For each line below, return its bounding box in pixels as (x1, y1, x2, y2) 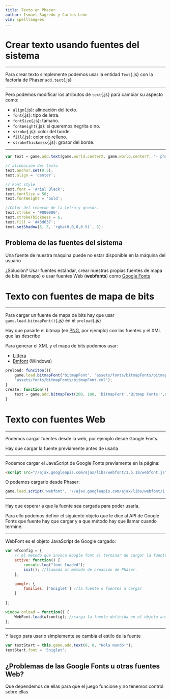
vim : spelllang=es (5, 17, 44, 22)
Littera (12, 353, 26, 359)
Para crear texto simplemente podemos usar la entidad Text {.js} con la (5, 71, 153, 78)
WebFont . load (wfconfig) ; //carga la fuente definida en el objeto (14, 614, 158, 619)
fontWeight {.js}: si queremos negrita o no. (12, 123, 101, 129)
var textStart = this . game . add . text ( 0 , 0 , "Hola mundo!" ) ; (5, 643, 133, 648)
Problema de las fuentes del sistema (5, 238, 123, 247)
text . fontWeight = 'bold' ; (5, 196, 63, 202)
